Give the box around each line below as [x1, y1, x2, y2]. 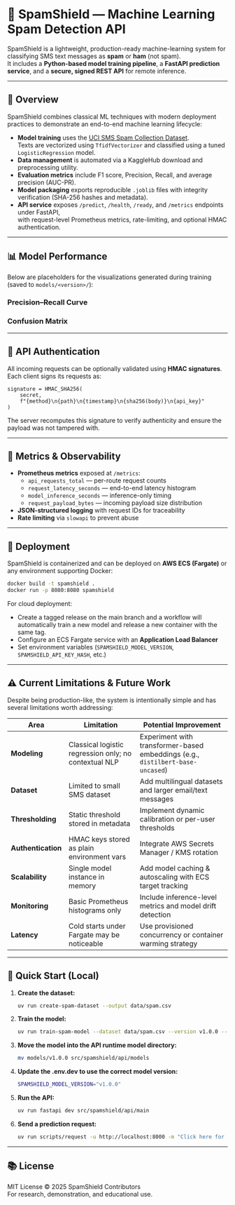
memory [69, 880, 97, 890]
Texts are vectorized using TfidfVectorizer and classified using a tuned [17, 140, 225, 149]
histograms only [69, 905, 122, 915]
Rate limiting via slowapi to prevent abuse [17, 513, 139, 522]
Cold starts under [69, 921, 126, 931]
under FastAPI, [17, 208, 61, 216]
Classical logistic [69, 739, 124, 749]
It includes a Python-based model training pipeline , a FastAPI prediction [7, 59, 220, 67]
